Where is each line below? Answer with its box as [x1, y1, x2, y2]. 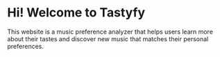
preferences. [7, 42, 44, 50]
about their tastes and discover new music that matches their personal [7, 34, 209, 43]
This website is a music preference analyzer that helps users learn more [7, 27, 214, 36]
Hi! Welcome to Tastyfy [7, 5, 146, 21]
